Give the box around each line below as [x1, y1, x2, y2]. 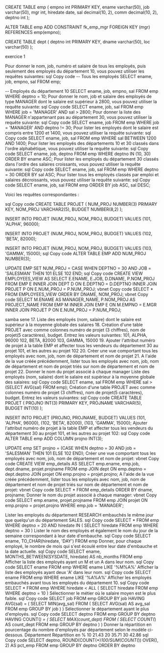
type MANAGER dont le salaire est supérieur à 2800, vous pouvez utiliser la [5, 99, 157, 105]
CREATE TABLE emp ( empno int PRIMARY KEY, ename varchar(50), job [5, 4, 150, 10]
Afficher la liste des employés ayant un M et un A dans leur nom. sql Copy [5, 559, 154, 565]
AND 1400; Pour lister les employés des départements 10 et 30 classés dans [5, 140, 159, 146]
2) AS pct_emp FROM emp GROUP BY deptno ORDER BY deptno [5, 643, 136, 648]
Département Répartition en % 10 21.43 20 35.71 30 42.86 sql [24, 632, 149, 638]
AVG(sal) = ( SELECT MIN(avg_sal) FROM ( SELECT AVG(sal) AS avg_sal [5, 601, 150, 606]
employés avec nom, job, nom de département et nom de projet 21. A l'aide [5, 353, 157, 359]
